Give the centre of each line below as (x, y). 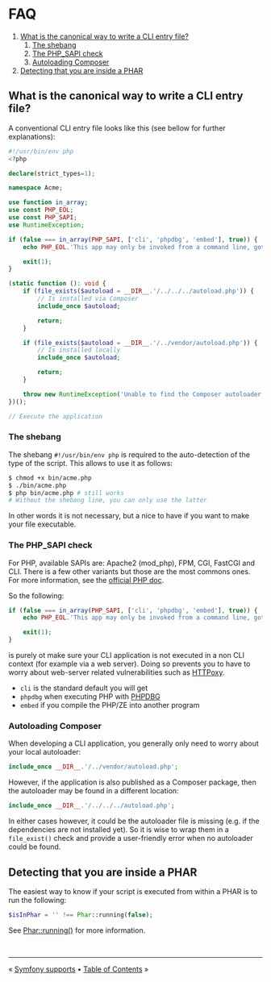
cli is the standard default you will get (84, 688)
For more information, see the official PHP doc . (86, 580)
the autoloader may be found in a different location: (94, 791)
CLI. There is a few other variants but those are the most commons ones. (129, 571)
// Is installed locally (79, 350)
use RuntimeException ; (46, 225)
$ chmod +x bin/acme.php (50, 478)
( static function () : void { (57, 284)
